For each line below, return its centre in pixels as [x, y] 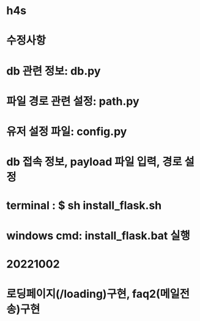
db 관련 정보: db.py [54, 71]
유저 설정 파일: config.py [67, 131]
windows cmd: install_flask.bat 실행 [98, 236]
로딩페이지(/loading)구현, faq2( [83, 294]
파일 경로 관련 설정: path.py [73, 101]
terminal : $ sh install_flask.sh [84, 206]
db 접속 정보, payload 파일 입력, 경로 [94, 162]
